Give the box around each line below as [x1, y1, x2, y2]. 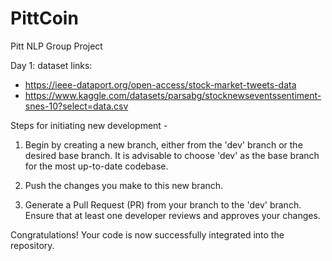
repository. [10, 239, 55, 251]
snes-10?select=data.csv [24, 100, 129, 112]
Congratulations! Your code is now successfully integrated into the [10, 228, 285, 241]
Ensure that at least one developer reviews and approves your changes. [24, 209, 321, 221]
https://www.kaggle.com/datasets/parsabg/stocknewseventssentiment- [24, 89, 322, 101]
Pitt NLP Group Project [10, 40, 103, 52]
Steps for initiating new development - [10, 119, 168, 131]
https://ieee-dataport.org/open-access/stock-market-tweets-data [24, 78, 297, 91]
